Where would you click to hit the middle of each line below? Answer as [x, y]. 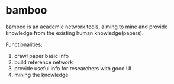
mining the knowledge [41, 75]
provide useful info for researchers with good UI [72, 68]
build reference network [43, 62]
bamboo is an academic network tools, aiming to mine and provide [87, 27]
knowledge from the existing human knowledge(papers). [75, 33]
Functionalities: [24, 44]
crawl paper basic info [41, 56]
